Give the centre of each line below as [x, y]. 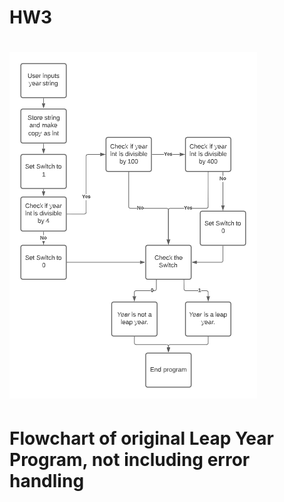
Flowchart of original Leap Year [141, 438]
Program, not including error [130, 459]
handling [47, 480]
